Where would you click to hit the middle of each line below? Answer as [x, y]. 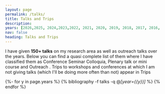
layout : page [19, 10]
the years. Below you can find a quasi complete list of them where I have [79, 56]
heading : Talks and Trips [32, 37]
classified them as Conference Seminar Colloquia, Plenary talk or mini [76, 62]
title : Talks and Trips [30, 19]
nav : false [16, 32]
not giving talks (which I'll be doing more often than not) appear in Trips [78, 72]
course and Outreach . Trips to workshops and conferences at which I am [80, 66]
